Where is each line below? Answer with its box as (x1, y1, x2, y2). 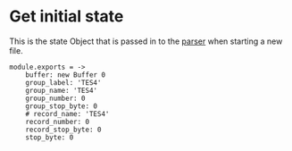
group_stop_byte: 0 (25, 101, 98, 111)
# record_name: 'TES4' (25, 109, 110, 118)
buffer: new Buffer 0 (25, 70, 105, 80)
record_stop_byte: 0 (25, 125, 102, 134)
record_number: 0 (25, 117, 90, 126)
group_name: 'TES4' (25, 86, 98, 95)
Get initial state (9, 6, 124, 27)
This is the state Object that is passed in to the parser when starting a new (9, 36, 283, 46)
